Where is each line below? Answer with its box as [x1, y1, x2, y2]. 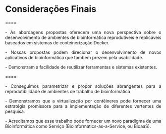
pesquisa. [5, 108, 25, 114]
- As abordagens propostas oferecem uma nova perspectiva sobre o [5, 29, 162, 35]
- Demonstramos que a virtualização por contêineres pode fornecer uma [5, 98, 162, 104]
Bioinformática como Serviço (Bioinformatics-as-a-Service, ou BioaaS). [5, 123, 151, 129]
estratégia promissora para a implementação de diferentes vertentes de [5, 103, 162, 109]
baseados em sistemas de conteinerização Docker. [5, 39, 110, 45]
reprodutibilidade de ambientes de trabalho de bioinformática [5, 88, 130, 94]
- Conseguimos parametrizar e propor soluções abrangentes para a [5, 83, 162, 89]
